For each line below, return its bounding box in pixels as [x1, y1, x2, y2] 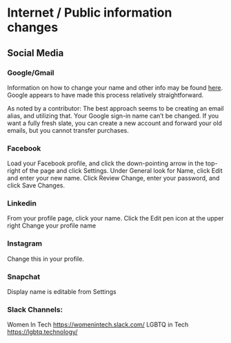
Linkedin [7, 198, 37, 208]
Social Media [7, 47, 64, 59]
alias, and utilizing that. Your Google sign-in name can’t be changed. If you [7, 111, 219, 120]
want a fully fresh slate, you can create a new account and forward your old [7, 119, 222, 127]
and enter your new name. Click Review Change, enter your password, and [7, 174, 220, 183]
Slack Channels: [7, 304, 63, 314]
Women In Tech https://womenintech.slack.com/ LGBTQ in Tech [7, 320, 189, 329]
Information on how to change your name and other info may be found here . [7, 83, 223, 91]
